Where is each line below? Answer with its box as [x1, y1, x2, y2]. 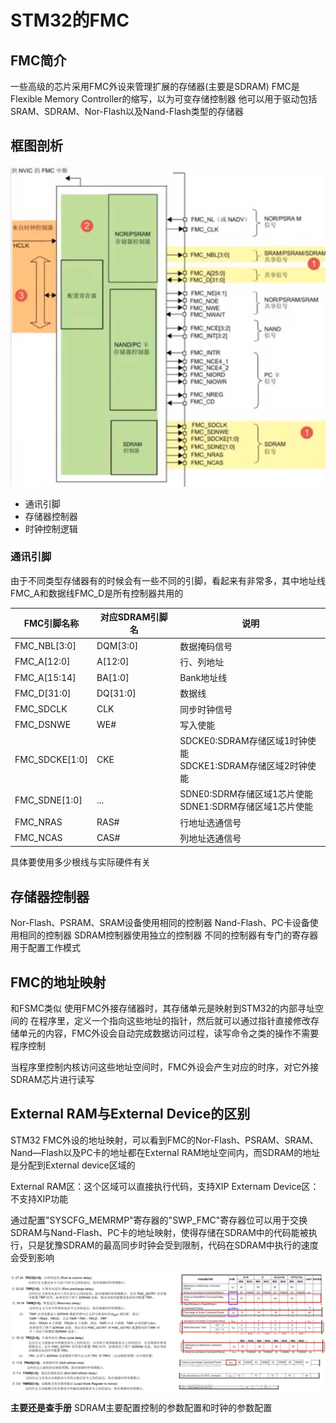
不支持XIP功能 [10, 1192, 69, 1205]
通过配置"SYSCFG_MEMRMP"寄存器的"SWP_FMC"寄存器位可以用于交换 [10, 1214, 308, 1226]
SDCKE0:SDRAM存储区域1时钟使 [179, 735, 317, 747]
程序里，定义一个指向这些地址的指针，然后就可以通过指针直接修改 [38, 1014, 311, 1026]
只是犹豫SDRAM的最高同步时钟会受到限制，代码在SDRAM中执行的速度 [27, 1239, 319, 1251]
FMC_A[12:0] [14, 656, 71, 668]
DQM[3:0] [96, 640, 139, 652]
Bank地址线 [179, 672, 228, 684]
